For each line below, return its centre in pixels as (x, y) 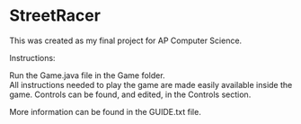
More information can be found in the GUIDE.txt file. (106, 111)
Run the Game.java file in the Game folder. (87, 75)
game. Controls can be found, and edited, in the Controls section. (130, 94)
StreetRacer (55, 16)
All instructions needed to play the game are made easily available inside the (151, 84)
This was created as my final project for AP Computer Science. (126, 40)
